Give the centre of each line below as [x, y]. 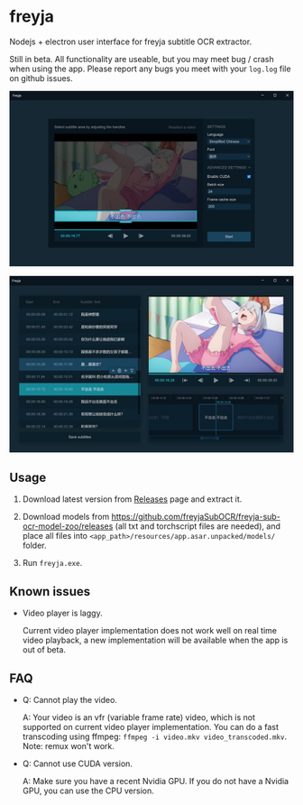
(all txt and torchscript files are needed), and [198, 526]
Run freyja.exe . [52, 563]
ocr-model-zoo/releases [68, 526]
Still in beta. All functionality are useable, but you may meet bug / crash [142, 59]
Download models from [66, 517]
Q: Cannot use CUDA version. [78, 763]
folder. [34, 546]
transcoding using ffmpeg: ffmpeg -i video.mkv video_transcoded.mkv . [154, 736]
